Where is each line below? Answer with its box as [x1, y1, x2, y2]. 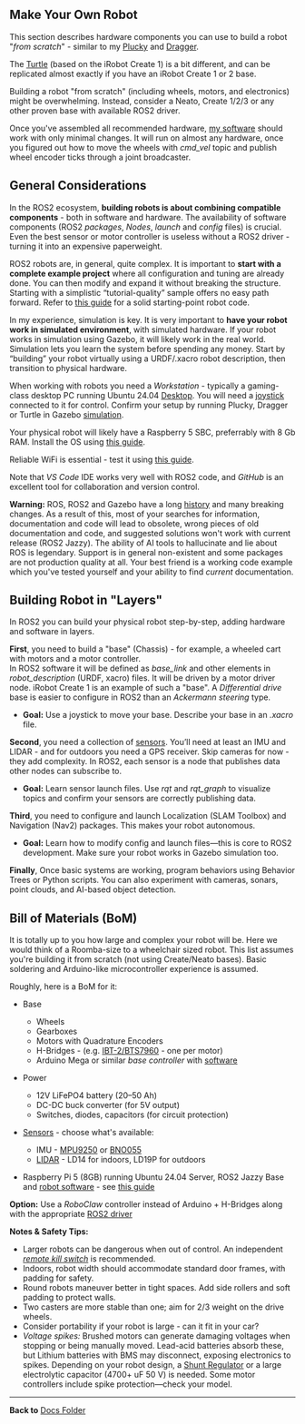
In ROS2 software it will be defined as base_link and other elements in [9, 663, 271, 674]
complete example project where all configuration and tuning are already [9, 268, 285, 279]
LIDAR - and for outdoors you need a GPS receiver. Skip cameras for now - [9, 746, 290, 757]
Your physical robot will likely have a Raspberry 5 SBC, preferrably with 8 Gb [9, 427, 296, 437]
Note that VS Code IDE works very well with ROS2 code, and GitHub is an [9, 471, 284, 482]
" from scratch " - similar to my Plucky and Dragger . [9, 41, 200, 52]
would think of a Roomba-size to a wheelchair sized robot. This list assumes [9, 944, 294, 956]
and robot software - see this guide [22, 1182, 155, 1193]
